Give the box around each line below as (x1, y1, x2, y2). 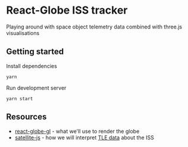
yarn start (6, 95, 33, 101)
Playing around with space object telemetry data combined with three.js (6, 23, 183, 30)
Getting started (6, 47, 64, 57)
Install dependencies (6, 62, 58, 69)
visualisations (6, 29, 40, 36)
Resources (6, 112, 47, 122)
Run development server (6, 84, 67, 91)
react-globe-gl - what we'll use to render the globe (14, 127, 140, 135)
